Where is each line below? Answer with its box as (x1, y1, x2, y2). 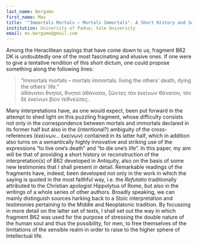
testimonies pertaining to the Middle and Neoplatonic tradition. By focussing (6, 201, 191, 208)
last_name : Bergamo (6, 8, 54, 15)
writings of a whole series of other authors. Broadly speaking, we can (6, 189, 175, 196)
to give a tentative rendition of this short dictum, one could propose (6, 60, 170, 67)
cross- (151, 126, 167, 133)
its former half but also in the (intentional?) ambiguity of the (6, 126, 150, 133)
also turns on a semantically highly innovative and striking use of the (6, 139, 173, 146)
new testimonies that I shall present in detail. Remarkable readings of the (6, 163, 183, 171)
